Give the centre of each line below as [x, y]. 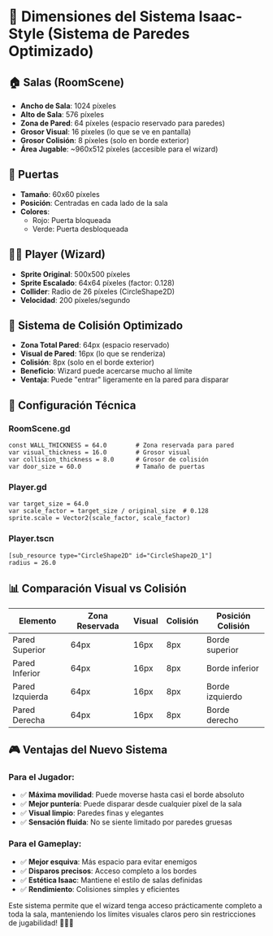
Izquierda [30, 697]
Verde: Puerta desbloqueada [80, 229]
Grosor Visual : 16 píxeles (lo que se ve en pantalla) [106, 132]
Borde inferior [233, 668]
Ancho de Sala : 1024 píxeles [68, 106]
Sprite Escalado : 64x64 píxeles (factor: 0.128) [97, 282]
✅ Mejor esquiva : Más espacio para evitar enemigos [108, 861]
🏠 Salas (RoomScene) [66, 82]
